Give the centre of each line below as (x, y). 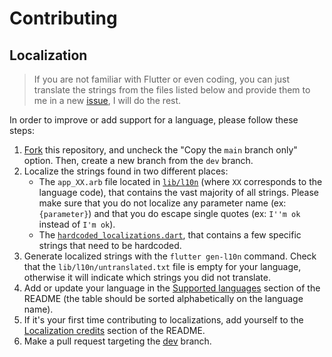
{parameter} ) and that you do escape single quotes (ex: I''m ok (169, 213)
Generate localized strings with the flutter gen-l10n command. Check (170, 256)
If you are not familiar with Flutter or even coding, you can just (162, 79)
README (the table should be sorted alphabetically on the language (163, 298)
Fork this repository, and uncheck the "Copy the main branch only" (160, 150)
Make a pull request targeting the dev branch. (117, 341)
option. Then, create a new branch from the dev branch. (138, 160)
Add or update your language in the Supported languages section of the (172, 288)
